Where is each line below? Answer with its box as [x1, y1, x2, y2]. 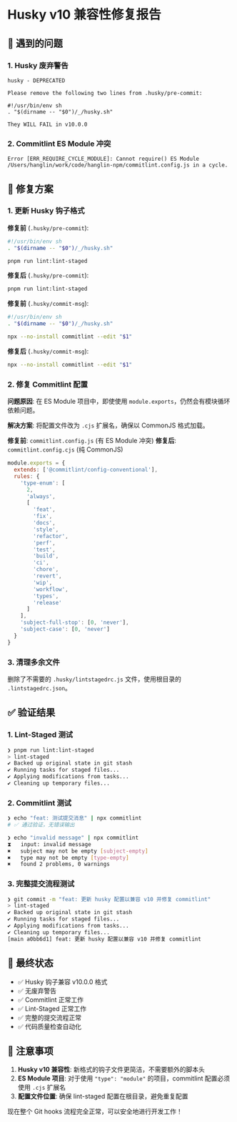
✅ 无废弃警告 [17, 986, 57, 995]
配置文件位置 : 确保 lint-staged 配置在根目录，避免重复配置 [17, 1092, 188, 1101]
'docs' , [33, 520, 56, 527]
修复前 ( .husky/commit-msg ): [7, 299, 89, 308]
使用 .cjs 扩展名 [17, 1083, 66, 1092]
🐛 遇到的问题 [7, 37, 63, 49]
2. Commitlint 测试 [7, 798, 72, 808]
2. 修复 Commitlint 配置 [7, 379, 88, 389]
